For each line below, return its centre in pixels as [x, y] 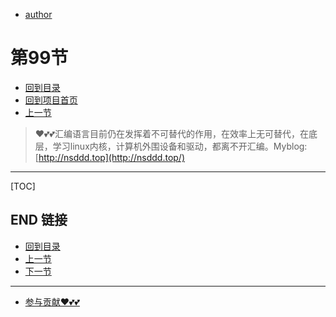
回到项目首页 [51, 100]
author [38, 14]
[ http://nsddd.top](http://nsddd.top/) [110, 157]
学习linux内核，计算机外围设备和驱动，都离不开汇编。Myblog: [180, 146]
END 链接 [39, 220]
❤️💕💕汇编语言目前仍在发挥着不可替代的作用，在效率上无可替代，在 [171, 133]
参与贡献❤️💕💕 [52, 301]
